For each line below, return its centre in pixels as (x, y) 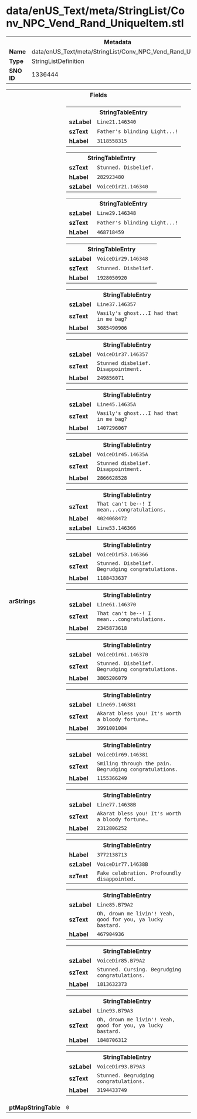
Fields (98, 95)
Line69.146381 (116, 704)
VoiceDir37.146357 (122, 354)
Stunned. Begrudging (125, 1075)
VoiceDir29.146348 (122, 258)
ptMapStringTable (35, 1107)
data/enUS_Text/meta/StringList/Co (96, 11)
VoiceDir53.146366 (122, 554)
